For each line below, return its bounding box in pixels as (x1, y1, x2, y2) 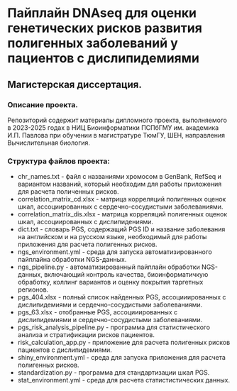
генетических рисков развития (7, 20, 202, 36)
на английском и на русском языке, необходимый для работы (17, 233, 207, 241)
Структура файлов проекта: (7, 156, 110, 166)
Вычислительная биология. (7, 138, 91, 147)
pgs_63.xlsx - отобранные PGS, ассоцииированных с (17, 308, 178, 316)
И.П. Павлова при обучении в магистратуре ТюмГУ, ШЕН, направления (7, 131, 226, 139)
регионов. (17, 285, 49, 294)
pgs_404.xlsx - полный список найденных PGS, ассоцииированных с (17, 293, 226, 302)
